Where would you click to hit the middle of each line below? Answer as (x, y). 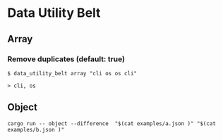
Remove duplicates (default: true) (66, 59)
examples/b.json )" (36, 129)
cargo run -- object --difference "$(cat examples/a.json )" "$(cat (112, 123)
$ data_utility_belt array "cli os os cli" (72, 73)
